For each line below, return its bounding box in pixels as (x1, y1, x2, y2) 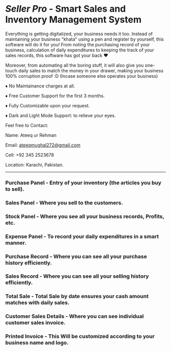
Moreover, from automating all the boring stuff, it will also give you (5, 62, 144, 68)
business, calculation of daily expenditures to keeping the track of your (5, 47, 154, 53)
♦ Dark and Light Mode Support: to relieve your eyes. (5, 112, 116, 119)
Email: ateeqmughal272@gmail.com (5, 142, 80, 148)
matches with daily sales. (5, 299, 70, 306)
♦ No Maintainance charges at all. (5, 82, 75, 89)
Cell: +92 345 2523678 (5, 152, 54, 158)
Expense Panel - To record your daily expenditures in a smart (5, 232, 159, 240)
